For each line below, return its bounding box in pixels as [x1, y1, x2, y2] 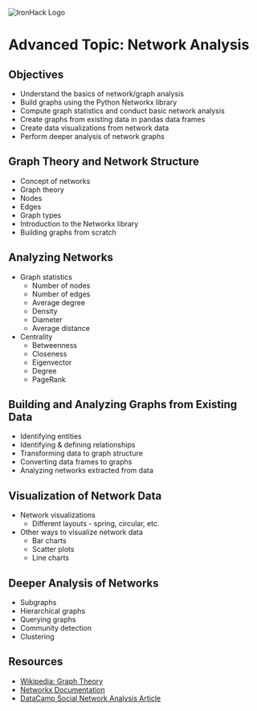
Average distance [31, 323, 91, 333]
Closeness [31, 349, 67, 358]
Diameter [31, 314, 63, 325]
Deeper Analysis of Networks [8, 576, 159, 590]
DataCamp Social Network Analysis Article [19, 693, 161, 703]
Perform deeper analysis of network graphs [19, 132, 165, 141]
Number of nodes [31, 280, 91, 290]
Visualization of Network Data [8, 488, 162, 502]
